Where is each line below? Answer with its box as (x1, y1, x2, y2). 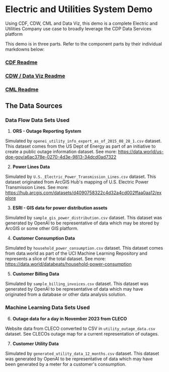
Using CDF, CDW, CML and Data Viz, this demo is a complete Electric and (5, 20, 158, 26)
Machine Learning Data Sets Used (5, 304, 90, 311)
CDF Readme (5, 59, 38, 66)
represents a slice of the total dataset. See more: (5, 256, 106, 262)
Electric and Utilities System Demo (5, 4, 152, 15)
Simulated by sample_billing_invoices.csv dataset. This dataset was (5, 281, 149, 287)
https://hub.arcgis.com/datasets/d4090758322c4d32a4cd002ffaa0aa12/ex (5, 190, 162, 196)
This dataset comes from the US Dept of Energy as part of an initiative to (5, 143, 156, 150)
